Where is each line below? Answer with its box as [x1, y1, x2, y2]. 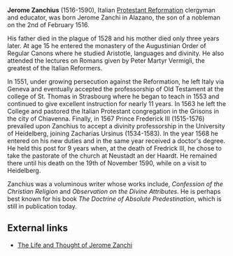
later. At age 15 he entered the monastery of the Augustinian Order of [7, 42, 206, 50]
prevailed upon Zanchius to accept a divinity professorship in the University [7, 122, 225, 130]
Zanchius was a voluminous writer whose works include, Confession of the [7, 180, 224, 188]
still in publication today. [7, 202, 77, 210]
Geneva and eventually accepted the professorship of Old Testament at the [7, 85, 224, 93]
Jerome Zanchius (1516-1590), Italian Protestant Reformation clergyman [7, 6, 216, 14]
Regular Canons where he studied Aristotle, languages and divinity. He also [7, 49, 225, 57]
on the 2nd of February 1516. [7, 21, 90, 29]
